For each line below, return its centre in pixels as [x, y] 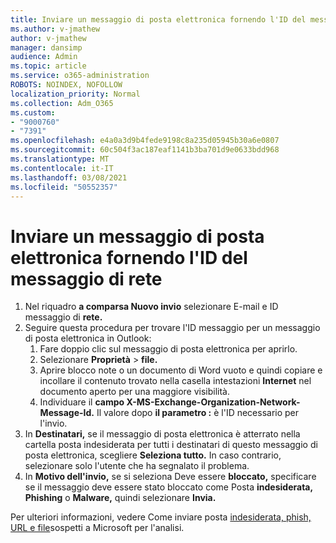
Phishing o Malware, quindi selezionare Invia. [120, 498]
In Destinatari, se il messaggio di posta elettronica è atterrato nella [162, 434]
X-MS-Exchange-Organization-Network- [213, 402]
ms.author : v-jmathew [55, 29]
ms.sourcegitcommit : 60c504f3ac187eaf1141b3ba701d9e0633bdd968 [145, 150]
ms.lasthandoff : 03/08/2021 [69, 177]
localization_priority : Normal [75, 94]
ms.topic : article [48, 66]
